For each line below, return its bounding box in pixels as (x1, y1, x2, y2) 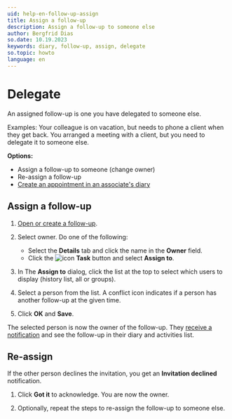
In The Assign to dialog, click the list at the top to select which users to (17, 267, 223, 276)
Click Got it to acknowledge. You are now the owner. (17, 390, 170, 399)
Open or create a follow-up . (17, 219, 98, 227)
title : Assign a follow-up (7, 17, 86, 24)
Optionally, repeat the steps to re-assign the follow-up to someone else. (17, 404, 226, 413)
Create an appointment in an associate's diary (17, 180, 151, 188)
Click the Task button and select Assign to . (27, 253, 175, 262)
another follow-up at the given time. (17, 295, 121, 304)
